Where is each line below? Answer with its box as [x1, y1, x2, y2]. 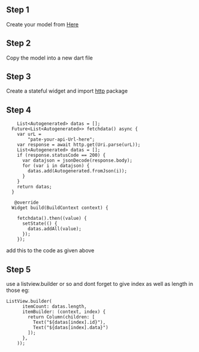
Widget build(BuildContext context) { [11, 205, 109, 211]
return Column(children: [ [28, 314, 95, 320]
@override [14, 199, 39, 206]
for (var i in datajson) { [22, 163, 90, 169]
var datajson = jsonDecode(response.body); [22, 157, 133, 164]
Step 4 [6, 105, 32, 115]
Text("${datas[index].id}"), [32, 320, 106, 326]
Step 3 [6, 71, 31, 82]
